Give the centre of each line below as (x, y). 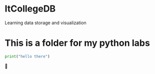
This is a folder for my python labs (77, 43)
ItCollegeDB (30, 9)
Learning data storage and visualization (46, 23)
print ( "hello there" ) (27, 56)
